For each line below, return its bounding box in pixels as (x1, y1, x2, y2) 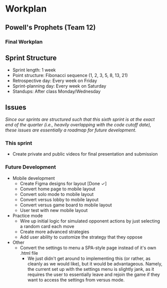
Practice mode (12, 212, 43, 219)
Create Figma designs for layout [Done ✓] (20, 180, 107, 186)
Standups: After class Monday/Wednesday (12, 89, 101, 95)
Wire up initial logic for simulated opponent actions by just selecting (20, 218, 160, 224)
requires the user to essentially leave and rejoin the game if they (27, 271, 160, 277)
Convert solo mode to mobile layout (20, 191, 94, 197)
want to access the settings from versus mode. (27, 276, 125, 282)
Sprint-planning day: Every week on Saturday (12, 83, 106, 89)
